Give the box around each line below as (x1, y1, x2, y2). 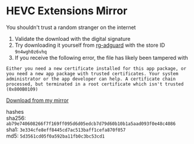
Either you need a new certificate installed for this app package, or (6, 65, 186, 72)
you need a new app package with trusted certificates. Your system (6, 71, 179, 76)
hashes (6, 108, 24, 115)
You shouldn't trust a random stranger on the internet (6, 24, 136, 31)
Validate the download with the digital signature (14, 35, 131, 42)
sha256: (6, 114, 27, 121)
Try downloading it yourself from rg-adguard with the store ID (14, 41, 166, 49)
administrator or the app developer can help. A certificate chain (6, 76, 176, 82)
